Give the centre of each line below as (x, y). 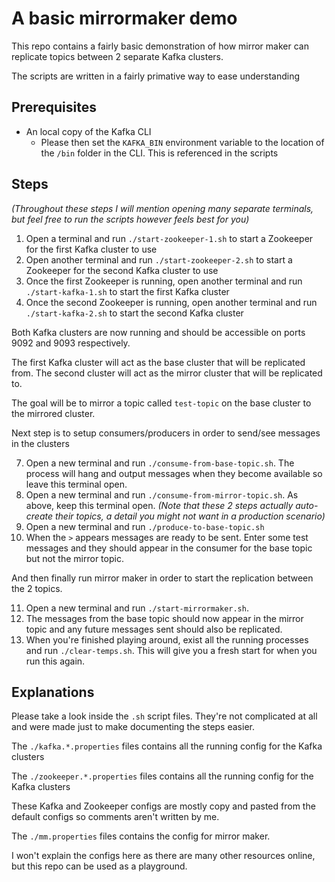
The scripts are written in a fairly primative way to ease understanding (156, 76)
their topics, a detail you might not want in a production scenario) (190, 516)
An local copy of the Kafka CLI (88, 131)
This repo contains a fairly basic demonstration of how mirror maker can (160, 46)
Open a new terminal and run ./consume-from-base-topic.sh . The (160, 463)
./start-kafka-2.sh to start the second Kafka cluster (134, 313)
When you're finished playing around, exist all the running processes (167, 639)
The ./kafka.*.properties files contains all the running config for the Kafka (167, 746)
